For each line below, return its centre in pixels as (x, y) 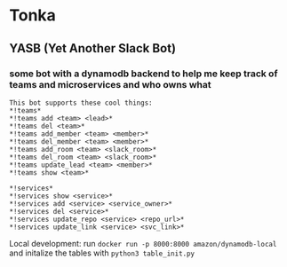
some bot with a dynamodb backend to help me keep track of (143, 74)
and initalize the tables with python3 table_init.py (102, 253)
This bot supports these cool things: (81, 103)
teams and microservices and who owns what (110, 84)
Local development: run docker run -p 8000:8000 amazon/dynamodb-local (143, 243)
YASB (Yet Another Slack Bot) (92, 48)
